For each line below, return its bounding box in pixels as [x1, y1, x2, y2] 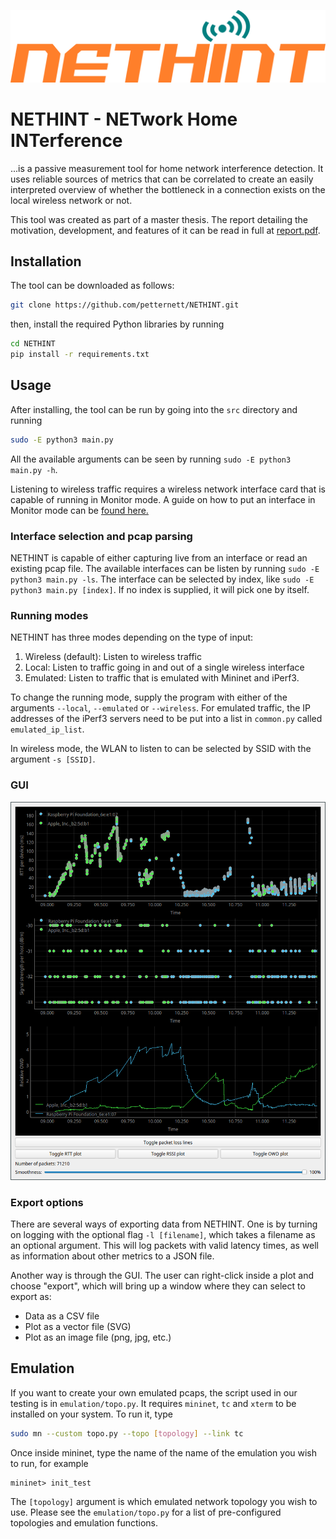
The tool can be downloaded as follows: [10, 280, 175, 292]
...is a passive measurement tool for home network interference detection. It [10, 162, 324, 174]
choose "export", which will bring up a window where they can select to [10, 1280, 306, 1292]
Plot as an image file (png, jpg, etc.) [24, 1331, 172, 1343]
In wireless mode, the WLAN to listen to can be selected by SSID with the [10, 743, 312, 755]
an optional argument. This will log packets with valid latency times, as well [10, 1239, 320, 1251]
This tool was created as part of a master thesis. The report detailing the [10, 213, 308, 225]
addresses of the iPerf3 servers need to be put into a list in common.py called [10, 713, 323, 725]
